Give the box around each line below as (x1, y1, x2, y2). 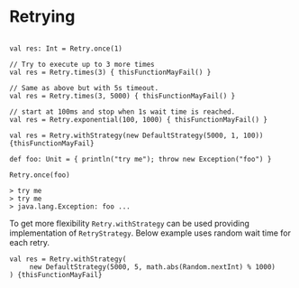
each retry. (9, 237, 50, 247)
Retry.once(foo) (9, 170, 70, 180)
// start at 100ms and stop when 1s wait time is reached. (9, 107, 236, 116)
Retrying (9, 6, 76, 27)
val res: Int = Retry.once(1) (9, 43, 123, 53)
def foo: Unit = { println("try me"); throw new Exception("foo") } (9, 154, 272, 163)
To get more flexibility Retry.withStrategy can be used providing (9, 218, 250, 228)
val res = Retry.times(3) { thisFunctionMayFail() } (9, 68, 212, 77)
